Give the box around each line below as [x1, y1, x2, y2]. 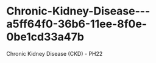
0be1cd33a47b [6, 30, 84, 44]
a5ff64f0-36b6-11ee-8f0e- [6, 17, 147, 31]
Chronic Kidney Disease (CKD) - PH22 [6, 50, 103, 57]
